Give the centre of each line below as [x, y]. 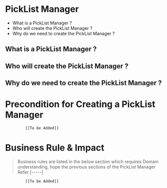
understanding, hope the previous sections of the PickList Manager [86, 167]
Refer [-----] [30, 172]
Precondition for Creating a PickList [80, 104]
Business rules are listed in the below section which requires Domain [88, 161]
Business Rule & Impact [55, 148]
